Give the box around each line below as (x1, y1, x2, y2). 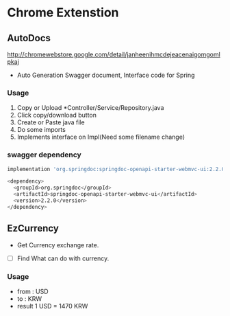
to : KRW (16, 295, 42, 303)
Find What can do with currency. (16, 254, 110, 262)
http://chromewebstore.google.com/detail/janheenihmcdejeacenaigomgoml (7, 50, 220, 58)
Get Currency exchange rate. (16, 240, 99, 249)
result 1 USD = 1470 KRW (16, 302, 88, 311)
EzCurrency (7, 223, 60, 234)
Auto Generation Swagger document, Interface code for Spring (16, 71, 195, 79)
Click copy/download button (16, 111, 97, 120)
